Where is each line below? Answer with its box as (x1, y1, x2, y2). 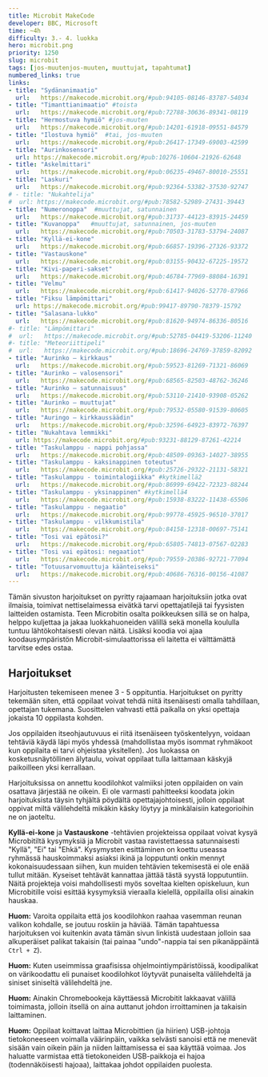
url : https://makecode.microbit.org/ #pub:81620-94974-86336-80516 (15, 317, 249, 325)
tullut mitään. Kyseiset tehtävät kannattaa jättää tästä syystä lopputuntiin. (8, 870, 250, 880)
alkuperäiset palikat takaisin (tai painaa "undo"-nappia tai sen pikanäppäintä (8, 937, 260, 946)
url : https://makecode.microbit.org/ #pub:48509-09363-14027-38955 (15, 451, 249, 459)
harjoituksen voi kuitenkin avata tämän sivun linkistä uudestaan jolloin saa (8, 928, 251, 938)
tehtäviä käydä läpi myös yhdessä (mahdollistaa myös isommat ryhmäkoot (8, 737, 253, 747)
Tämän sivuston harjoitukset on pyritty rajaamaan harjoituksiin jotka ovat (8, 592, 247, 601)
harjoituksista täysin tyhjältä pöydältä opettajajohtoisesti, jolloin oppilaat (8, 795, 246, 805)
